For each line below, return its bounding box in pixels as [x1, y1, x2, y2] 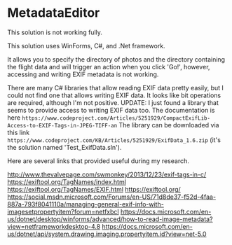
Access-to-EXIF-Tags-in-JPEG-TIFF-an [7, 122, 118, 129]
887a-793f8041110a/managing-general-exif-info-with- [7, 199, 165, 208]
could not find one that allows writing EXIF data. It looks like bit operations [7, 91, 221, 99]
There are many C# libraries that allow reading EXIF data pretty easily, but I [7, 83, 224, 92]
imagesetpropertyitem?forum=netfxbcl [7, 207, 119, 216]
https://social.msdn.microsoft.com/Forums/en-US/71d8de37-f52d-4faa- [7, 192, 216, 201]
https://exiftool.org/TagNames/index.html [7, 177, 126, 186]
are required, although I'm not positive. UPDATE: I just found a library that [7, 98, 219, 106]
